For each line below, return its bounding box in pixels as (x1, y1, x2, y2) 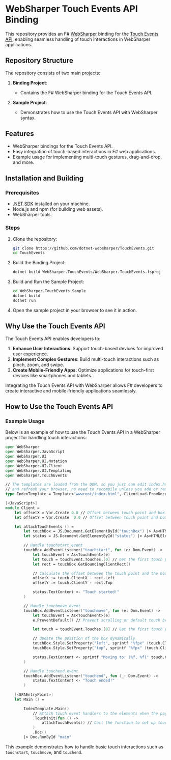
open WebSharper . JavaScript (5, 449, 65, 455)
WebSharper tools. (12, 212, 52, 218)
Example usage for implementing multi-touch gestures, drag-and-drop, (12, 154, 162, 160)
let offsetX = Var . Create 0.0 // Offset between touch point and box (14, 510, 165, 515)
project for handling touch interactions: (5, 435, 87, 441)
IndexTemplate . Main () (23, 706, 70, 711)
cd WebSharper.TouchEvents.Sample (12, 289, 86, 294)
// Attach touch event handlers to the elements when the (32, 711, 158, 716)
